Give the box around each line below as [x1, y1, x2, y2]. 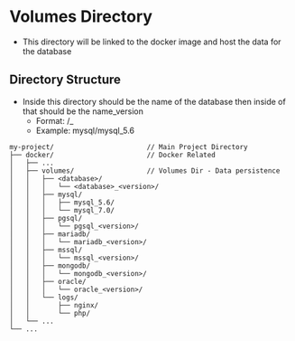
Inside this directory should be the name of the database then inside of [22, 96, 286, 107]
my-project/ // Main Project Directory [9, 142, 248, 151]
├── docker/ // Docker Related [9, 150, 217, 159]
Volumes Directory [9, 6, 153, 27]
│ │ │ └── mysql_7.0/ [9, 205, 115, 214]
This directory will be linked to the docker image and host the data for [22, 36, 281, 47]
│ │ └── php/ [9, 308, 91, 317]
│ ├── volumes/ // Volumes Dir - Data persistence [9, 166, 281, 175]
